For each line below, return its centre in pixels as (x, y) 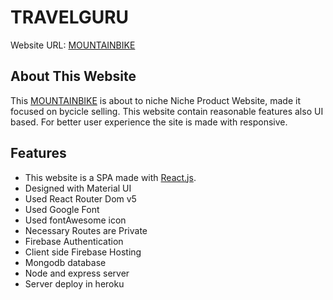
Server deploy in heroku (74, 283)
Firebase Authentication (74, 241)
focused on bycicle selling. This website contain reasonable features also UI (167, 111)
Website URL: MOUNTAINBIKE (73, 45)
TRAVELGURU (70, 17)
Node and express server (77, 273)
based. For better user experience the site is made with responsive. (149, 122)
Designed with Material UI (78, 188)
